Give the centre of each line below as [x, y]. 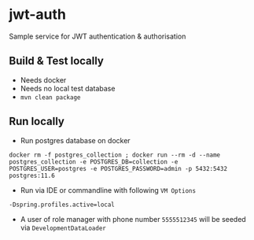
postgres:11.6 [32, 175]
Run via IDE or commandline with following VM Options [108, 190]
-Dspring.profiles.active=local [62, 205]
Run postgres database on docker [75, 140]
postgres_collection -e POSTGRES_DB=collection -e [94, 162]
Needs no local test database [68, 88]
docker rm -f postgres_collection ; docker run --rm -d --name [115, 155]
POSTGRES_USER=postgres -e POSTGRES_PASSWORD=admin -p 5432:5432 [118, 168]
